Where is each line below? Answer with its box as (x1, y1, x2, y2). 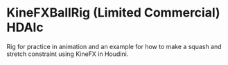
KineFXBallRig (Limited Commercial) (6, 5, 220, 21)
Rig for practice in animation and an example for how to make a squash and (6, 42, 222, 50)
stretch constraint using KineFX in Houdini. (6, 50, 129, 58)
